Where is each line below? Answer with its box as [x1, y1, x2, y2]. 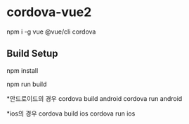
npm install [6, 66, 39, 74]
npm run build [6, 80, 47, 88]
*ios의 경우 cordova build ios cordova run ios [6, 109, 136, 118]
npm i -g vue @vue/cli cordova [6, 27, 96, 36]
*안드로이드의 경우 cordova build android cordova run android [6, 94, 183, 102]
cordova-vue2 [6, 4, 92, 20]
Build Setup [6, 48, 58, 60]
